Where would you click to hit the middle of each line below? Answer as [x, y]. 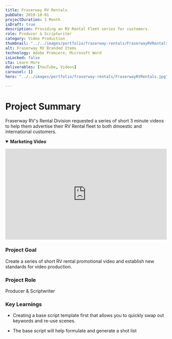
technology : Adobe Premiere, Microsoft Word [53, 53]
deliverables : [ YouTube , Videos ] [41, 67]
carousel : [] [19, 72]
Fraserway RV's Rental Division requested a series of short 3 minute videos [85, 120]
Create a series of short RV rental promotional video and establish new [80, 261]
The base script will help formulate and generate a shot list [75, 331]
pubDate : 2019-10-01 [27, 15]
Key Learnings [24, 304]
